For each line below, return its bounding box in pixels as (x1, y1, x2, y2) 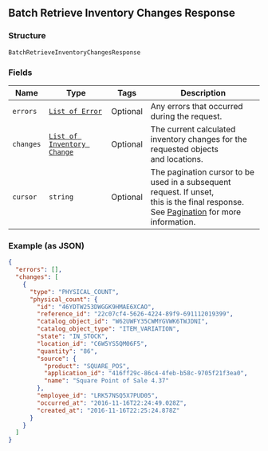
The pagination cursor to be (150, 167, 255, 178)
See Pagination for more (150, 206, 242, 218)
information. (150, 216, 196, 227)
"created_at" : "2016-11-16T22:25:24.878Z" (37, 406, 180, 414)
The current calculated (150, 124, 236, 135)
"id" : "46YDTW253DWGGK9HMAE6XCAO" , (37, 303, 156, 311)
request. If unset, (150, 186, 215, 198)
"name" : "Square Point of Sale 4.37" (43, 377, 170, 385)
